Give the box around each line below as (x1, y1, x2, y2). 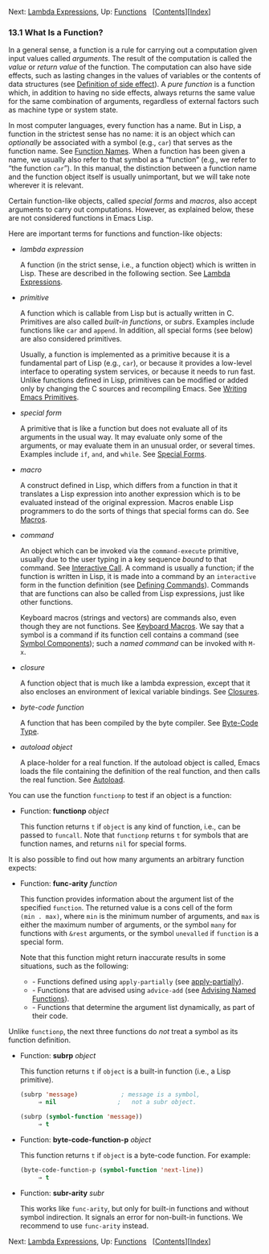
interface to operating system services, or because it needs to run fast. (19, 366, 255, 377)
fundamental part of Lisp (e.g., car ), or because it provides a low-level (19, 358, 252, 368)
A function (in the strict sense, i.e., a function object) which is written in (19, 260, 257, 270)
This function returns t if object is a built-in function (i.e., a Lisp (19, 1066, 231, 1076)
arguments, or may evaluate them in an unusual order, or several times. (19, 441, 255, 450)
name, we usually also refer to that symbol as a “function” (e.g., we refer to (8, 155, 257, 164)
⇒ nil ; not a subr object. (38, 1099, 197, 1107)
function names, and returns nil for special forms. (19, 839, 187, 849)
